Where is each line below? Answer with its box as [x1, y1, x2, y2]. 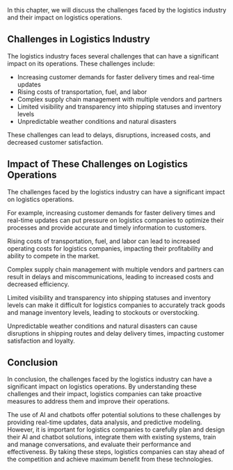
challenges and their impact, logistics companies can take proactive [7, 390, 202, 398]
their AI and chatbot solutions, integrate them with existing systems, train [7, 433, 216, 441]
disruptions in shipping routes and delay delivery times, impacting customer [7, 329, 225, 337]
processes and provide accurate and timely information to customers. [7, 223, 207, 232]
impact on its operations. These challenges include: [7, 59, 155, 68]
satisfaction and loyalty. [7, 336, 75, 345]
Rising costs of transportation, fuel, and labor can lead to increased [7, 237, 200, 245]
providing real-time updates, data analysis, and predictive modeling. [7, 418, 202, 427]
